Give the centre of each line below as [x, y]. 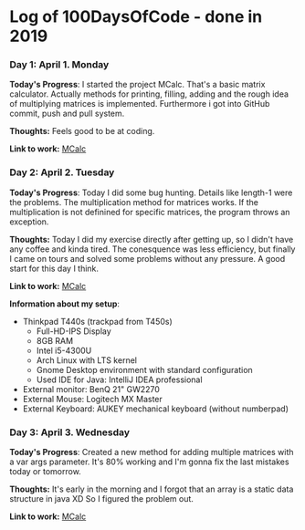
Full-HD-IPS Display [74, 331]
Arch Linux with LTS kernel [86, 360]
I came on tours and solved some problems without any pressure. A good [147, 258]
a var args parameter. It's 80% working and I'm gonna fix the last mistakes [149, 462]
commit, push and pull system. [67, 114]
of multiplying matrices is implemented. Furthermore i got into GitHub [140, 104]
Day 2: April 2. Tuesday [62, 172]
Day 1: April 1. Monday [59, 65]
